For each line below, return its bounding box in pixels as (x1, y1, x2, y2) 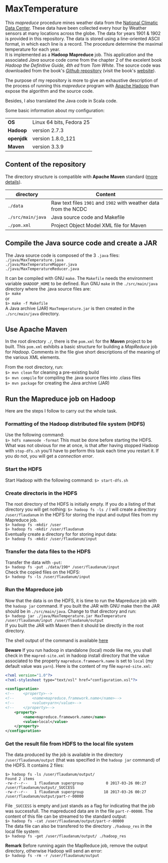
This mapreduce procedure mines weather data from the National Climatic (5, 20, 158, 26)
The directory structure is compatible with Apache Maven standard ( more (5, 174, 158, 180)
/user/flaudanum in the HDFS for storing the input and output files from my (5, 512, 158, 518)
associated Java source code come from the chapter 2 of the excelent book (5, 57, 162, 63)
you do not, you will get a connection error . (5, 453, 94, 459)
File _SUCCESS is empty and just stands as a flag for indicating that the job (5, 803, 155, 809)
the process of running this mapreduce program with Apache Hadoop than (5, 82, 159, 88)
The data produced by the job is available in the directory (5, 752, 123, 758)
